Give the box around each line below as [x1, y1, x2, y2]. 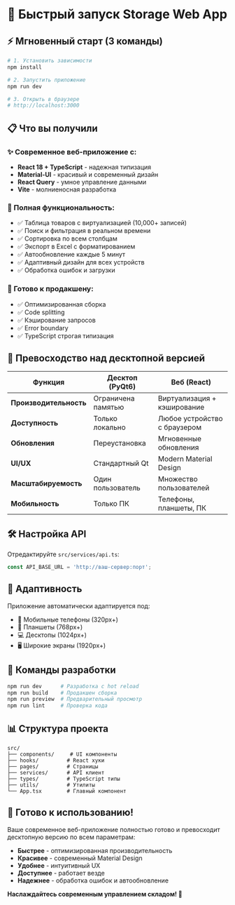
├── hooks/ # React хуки [7, 757, 105, 764]
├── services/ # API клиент [7, 769, 105, 776]
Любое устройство [157, 414, 223, 424]
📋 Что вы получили [7, 122, 98, 134]
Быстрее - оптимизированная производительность [17, 846, 173, 854]
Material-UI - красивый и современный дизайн [17, 170, 159, 178]
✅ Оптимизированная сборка [17, 300, 106, 308]
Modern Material [157, 454, 213, 464]
